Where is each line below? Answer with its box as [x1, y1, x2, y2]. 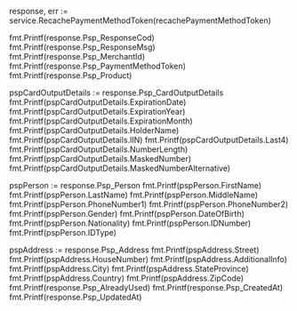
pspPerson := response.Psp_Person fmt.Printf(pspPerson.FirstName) [9, 180, 262, 190]
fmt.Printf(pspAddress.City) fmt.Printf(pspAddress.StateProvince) [9, 264, 249, 274]
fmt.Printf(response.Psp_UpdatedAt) [9, 291, 142, 302]
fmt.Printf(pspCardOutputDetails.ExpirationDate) [9, 97, 187, 108]
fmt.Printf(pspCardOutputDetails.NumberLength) [9, 144, 189, 155]
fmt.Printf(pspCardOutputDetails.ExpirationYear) [9, 107, 186, 116]
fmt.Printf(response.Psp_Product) [9, 70, 132, 81]
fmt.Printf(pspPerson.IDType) [9, 227, 117, 237]
